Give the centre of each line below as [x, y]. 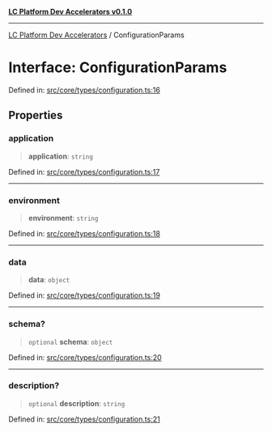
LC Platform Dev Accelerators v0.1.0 [70, 12]
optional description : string [76, 403]
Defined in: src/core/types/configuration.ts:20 [85, 357]
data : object [49, 280]
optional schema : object [70, 341]
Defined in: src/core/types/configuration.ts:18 [84, 233]
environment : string [63, 218]
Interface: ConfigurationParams [118, 68]
